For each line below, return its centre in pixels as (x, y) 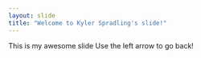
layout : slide (32, 15)
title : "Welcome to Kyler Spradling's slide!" (88, 23)
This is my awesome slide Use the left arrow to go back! (101, 45)
